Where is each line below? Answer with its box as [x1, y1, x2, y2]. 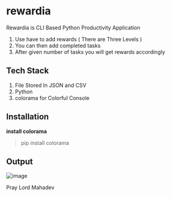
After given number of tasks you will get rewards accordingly [14, 48, 166, 55]
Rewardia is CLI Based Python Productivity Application [6, 24, 141, 31]
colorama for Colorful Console [14, 94, 90, 101]
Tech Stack [6, 66, 49, 76]
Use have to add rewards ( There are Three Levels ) [14, 35, 142, 43]
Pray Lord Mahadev [6, 184, 55, 191]
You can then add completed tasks [14, 42, 101, 49]
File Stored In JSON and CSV [14, 81, 87, 89]
